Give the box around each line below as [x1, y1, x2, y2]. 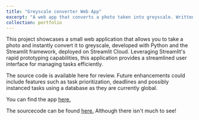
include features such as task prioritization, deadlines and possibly [6, 78, 169, 85]
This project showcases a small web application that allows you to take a [6, 36, 184, 43]
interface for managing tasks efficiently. [6, 61, 104, 68]
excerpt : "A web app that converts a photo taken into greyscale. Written [6, 14, 195, 20]
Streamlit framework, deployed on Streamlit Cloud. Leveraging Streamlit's [6, 48, 185, 55]
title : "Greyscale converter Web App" [6, 8, 102, 15]
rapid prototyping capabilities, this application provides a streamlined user [6, 54, 187, 62]
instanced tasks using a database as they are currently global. [6, 85, 158, 92]
